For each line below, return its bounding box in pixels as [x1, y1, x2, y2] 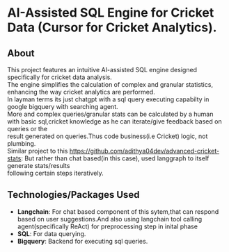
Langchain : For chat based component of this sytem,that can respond [17, 207, 219, 216]
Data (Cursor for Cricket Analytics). [7, 19, 217, 35]
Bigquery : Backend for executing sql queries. [17, 237, 148, 245]
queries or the [7, 125, 47, 133]
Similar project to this [7, 147, 68, 155]
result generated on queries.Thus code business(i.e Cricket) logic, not [7, 132, 208, 140]
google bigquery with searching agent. [7, 103, 118, 110]
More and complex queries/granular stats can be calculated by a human [7, 110, 214, 118]
